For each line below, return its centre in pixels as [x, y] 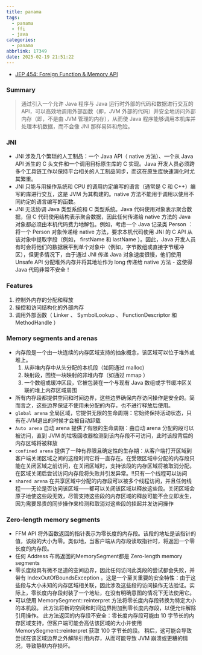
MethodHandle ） [37, 322]
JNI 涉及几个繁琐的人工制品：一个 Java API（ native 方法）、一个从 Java [104, 156]
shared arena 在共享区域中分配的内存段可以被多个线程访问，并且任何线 [103, 481]
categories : [21, 40]
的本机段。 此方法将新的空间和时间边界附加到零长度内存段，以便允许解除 [106, 608]
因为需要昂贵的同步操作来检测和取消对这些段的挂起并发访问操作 [94, 503]
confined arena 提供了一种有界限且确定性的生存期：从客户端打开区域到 [103, 451]
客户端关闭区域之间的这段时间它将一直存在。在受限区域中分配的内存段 [102, 458]
